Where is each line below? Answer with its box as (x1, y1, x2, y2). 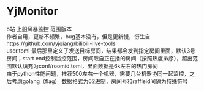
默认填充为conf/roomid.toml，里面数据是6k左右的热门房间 (11, 62, 158, 70)
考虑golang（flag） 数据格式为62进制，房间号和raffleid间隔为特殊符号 (11, 78, 188, 85)
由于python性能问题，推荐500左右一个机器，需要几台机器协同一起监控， (6, 70, 190, 77)
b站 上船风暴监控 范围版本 (6, 25, 72, 32)
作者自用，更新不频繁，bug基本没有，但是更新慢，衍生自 (6, 32, 151, 40)
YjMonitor (6, 4, 58, 18)
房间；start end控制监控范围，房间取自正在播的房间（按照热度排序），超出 (6, 54, 193, 62)
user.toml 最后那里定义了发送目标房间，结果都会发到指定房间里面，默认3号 (6, 47, 196, 54)
